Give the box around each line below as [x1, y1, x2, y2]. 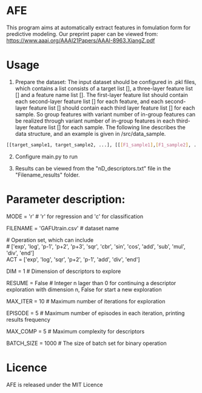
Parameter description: [6, 193, 126, 206]
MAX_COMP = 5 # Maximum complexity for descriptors [6, 327, 145, 335]
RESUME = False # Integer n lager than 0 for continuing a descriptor [6, 279, 177, 286]
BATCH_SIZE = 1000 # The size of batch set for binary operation [6, 339, 167, 347]
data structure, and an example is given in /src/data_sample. [15, 130, 166, 137]
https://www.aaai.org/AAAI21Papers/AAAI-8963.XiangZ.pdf [6, 37, 155, 44]
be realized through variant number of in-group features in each [15, 117, 175, 124]
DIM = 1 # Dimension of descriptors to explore [6, 267, 121, 275]
